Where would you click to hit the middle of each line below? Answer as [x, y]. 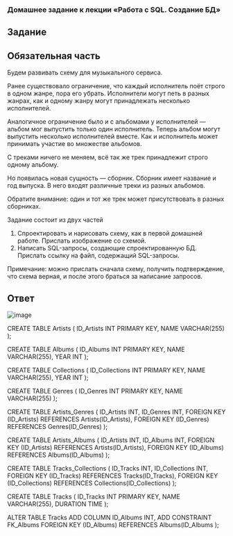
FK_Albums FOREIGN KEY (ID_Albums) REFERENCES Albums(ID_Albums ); [113, 525]
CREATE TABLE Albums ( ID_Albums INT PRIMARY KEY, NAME [96, 349]
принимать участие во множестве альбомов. [75, 144]
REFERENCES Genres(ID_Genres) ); [58, 426]
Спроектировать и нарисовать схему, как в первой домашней [110, 234]
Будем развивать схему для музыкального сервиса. [85, 73]
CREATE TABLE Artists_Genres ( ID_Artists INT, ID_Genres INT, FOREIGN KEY [116, 412]
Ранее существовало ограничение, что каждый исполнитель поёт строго [116, 86]
